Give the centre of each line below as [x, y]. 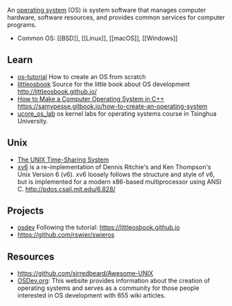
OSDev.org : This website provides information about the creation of [114, 281]
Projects [26, 211]
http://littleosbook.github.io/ [57, 91]
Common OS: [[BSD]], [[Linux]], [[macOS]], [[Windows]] [97, 38]
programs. [22, 25]
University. [33, 121]
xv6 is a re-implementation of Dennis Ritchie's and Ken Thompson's [114, 167]
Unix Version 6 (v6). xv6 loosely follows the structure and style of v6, [116, 174]
